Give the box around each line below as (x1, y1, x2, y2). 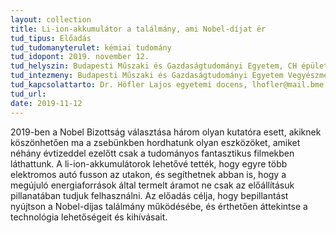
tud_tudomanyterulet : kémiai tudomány (10, 42, 172, 53)
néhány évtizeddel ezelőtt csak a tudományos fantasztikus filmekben (10, 147, 295, 159)
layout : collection (10, 14, 92, 25)
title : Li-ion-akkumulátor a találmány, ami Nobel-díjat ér (10, 24, 267, 34)
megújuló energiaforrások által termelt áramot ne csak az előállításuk (10, 179, 295, 191)
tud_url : (10, 89, 47, 99)
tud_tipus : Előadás (10, 33, 92, 43)
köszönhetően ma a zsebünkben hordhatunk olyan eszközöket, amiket (10, 136, 301, 148)
